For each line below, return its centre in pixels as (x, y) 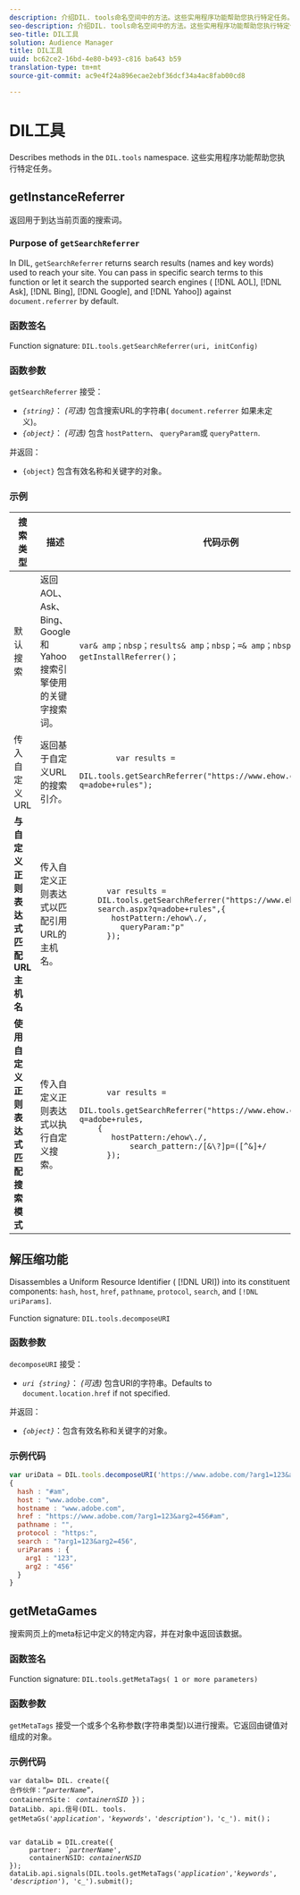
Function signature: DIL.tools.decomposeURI (90, 1318)
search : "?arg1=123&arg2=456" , (78, 1542)
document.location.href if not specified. (96, 1393)
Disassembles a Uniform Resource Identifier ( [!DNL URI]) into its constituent (150, 1281)
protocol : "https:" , (58, 1534)
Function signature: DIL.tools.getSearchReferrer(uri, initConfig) (134, 346)
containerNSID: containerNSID (85, 1858)
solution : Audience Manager (62, 42)
